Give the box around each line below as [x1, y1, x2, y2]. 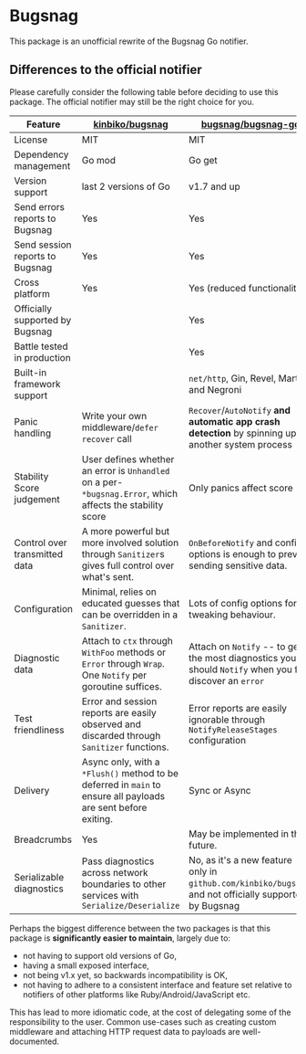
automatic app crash [188, 415, 280, 427]
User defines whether [81, 453, 175, 466]
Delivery [14, 784, 50, 796]
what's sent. [81, 570, 135, 583]
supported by [14, 313, 72, 326]
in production [14, 351, 71, 364]
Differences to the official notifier [9, 62, 202, 78]
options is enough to [188, 547, 276, 560]
